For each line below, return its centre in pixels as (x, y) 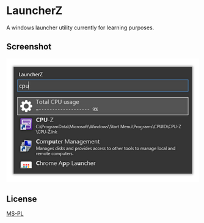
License (22, 199)
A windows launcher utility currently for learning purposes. (80, 27)
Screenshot (29, 47)
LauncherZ (35, 11)
